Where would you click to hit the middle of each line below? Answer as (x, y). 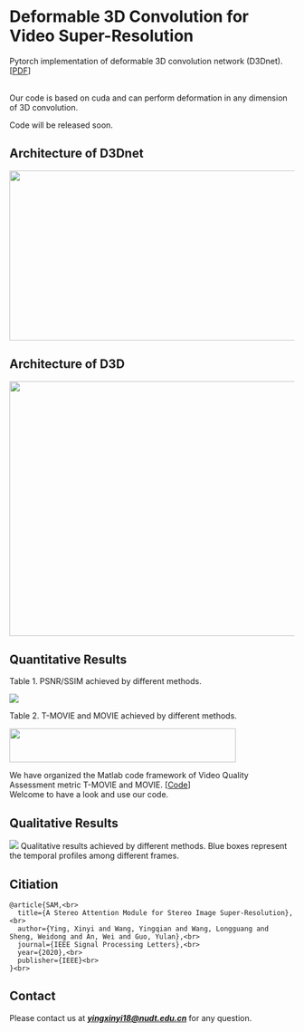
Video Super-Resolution (102, 36)
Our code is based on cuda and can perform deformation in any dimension (148, 98)
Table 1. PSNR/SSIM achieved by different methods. (105, 681)
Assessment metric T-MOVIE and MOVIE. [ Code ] (100, 785)
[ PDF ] (20, 71)
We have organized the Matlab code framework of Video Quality (129, 776)
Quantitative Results (68, 659)
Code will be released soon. (61, 125)
